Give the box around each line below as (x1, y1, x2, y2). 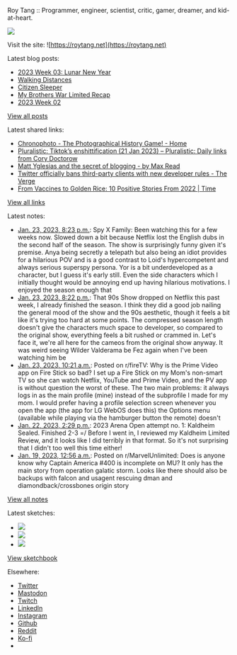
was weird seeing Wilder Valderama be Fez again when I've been (17, 346, 208, 354)
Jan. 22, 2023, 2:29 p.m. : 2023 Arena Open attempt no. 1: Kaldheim (17, 421, 215, 429)
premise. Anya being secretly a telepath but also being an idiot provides (17, 248, 227, 256)
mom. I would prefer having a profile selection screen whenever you (17, 399, 216, 406)
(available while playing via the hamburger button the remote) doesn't (17, 414, 221, 422)
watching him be (17, 353, 67, 362)
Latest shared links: (7, 125, 64, 134)
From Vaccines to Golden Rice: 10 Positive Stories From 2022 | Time (17, 184, 216, 193)
